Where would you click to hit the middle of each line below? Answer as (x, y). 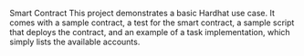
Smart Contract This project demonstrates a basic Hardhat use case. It (142, 13)
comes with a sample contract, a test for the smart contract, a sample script (152, 23)
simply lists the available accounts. (75, 42)
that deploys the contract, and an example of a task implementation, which (150, 32)
